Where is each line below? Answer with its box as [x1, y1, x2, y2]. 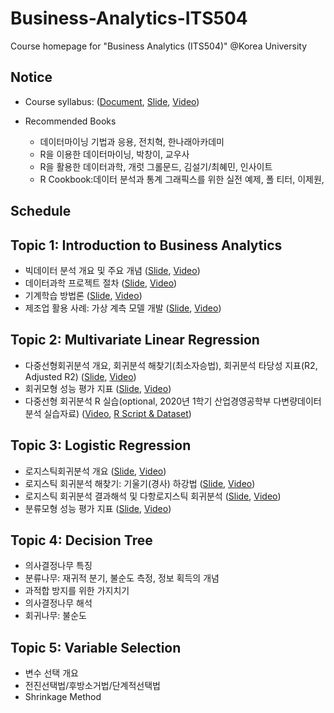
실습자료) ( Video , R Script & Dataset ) [43, 407, 192, 419]
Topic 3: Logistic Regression [10, 437, 192, 454]
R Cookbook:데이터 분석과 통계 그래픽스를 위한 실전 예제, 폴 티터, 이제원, [39, 173, 325, 185]
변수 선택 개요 [24, 667, 79, 679]
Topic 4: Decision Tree [10, 532, 153, 549]
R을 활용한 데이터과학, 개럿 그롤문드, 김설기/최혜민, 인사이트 [39, 160, 273, 172]
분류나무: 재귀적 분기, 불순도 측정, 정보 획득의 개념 [24, 572, 220, 584]
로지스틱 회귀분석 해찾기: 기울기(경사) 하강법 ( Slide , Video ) [24, 477, 256, 489]
